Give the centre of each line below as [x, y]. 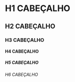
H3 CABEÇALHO [25, 40]
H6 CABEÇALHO [22, 75]
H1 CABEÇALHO [38, 8]
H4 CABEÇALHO [22, 52]
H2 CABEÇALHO [30, 26]
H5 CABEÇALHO [22, 62]
